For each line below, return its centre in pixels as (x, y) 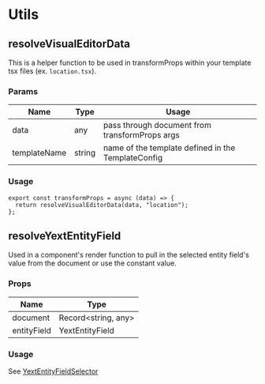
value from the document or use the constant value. (92, 263)
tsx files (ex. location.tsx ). (52, 71)
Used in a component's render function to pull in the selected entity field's (129, 255)
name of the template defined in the (169, 148)
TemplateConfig (133, 158)
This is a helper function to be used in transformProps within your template (130, 62)
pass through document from (157, 126)
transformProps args (141, 135)
